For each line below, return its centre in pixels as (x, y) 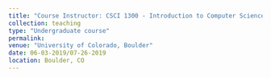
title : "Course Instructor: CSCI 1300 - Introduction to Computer (122, 16)
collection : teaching (45, 23)
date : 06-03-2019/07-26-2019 (57, 53)
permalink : (27, 38)
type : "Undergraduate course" (59, 30)
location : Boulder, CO (46, 61)
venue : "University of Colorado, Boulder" (81, 46)
